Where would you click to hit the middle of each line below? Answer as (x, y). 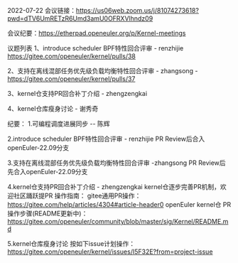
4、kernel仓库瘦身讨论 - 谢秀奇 (53, 108)
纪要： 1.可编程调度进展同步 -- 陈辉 (59, 124)
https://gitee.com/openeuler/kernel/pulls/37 (71, 79)
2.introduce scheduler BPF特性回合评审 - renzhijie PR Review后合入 (106, 139)
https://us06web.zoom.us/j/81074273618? (137, 10)
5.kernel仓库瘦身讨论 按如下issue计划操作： (71, 243)
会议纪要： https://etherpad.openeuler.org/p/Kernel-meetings (97, 33)
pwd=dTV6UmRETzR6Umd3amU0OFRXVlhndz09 (80, 18)
